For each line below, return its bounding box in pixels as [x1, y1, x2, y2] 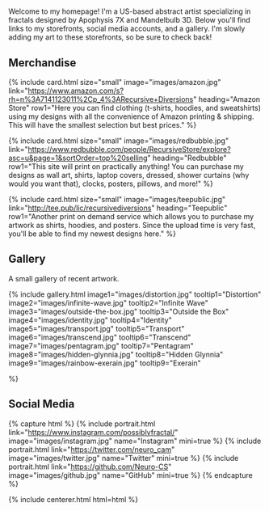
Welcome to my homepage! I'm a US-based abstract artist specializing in [8, 6, 251, 16]
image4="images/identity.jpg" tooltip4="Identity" [8, 315, 172, 325]
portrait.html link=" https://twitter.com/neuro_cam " [8, 444, 175, 454]
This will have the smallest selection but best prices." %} [8, 120, 197, 129]
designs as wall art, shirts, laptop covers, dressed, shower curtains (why [8, 171, 250, 179]
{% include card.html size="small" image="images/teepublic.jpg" [8, 195, 226, 204]
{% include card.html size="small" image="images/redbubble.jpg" [8, 136, 229, 146]
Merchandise [8, 56, 77, 70]
